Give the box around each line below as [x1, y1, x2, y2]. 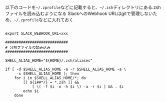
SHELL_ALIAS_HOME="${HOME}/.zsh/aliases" [5, 58, 93, 63]
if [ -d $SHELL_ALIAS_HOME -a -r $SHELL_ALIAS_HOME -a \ [5, 67, 126, 72]
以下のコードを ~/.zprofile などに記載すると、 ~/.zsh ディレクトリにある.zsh [5, 4, 161, 10]
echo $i [23, 89, 39, 94]
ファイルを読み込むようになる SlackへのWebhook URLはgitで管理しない [5, 10, 153, 16]
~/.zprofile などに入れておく [14, 17, 73, 22]
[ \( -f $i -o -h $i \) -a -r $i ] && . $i [31, 84, 124, 89]
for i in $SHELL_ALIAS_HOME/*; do [14, 76, 86, 81]
